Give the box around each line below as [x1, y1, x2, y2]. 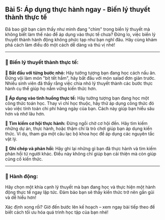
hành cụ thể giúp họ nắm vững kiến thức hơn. [5, 86, 97, 92]
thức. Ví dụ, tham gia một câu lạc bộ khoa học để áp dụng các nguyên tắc [5, 131, 155, 137]
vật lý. [5, 136, 17, 142]
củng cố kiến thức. [5, 156, 43, 162]
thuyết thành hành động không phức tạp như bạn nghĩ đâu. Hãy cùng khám [5, 36, 157, 42]
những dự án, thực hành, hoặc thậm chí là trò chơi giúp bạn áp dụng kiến [5, 126, 152, 131]
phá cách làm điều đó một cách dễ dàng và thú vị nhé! [5, 42, 115, 48]
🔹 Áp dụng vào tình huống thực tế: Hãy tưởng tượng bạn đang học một [5, 95, 149, 101]
